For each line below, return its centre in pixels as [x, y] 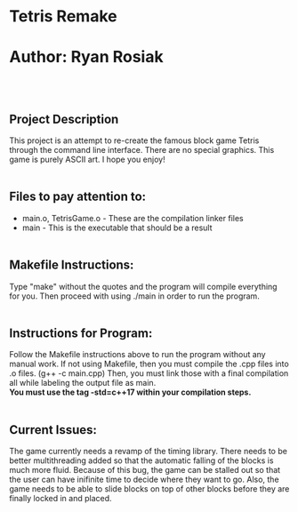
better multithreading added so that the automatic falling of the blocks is [141, 460]
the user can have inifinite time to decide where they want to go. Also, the [144, 480]
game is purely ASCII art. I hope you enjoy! [88, 159]
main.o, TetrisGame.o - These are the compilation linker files [133, 218]
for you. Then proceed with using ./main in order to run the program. [134, 296]
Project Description [64, 119]
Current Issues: [53, 430]
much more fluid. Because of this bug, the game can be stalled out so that [145, 470]
